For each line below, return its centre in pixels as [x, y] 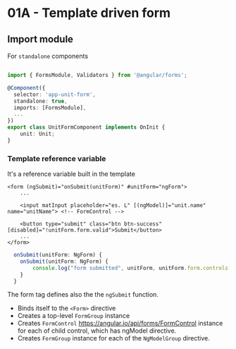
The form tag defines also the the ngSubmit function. [83, 295]
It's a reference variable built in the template [72, 174]
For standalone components [48, 56]
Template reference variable [57, 158]
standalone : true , [41, 101]
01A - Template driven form [89, 13]
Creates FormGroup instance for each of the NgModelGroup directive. [113, 338]
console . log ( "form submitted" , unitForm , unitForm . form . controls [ [132, 268]
